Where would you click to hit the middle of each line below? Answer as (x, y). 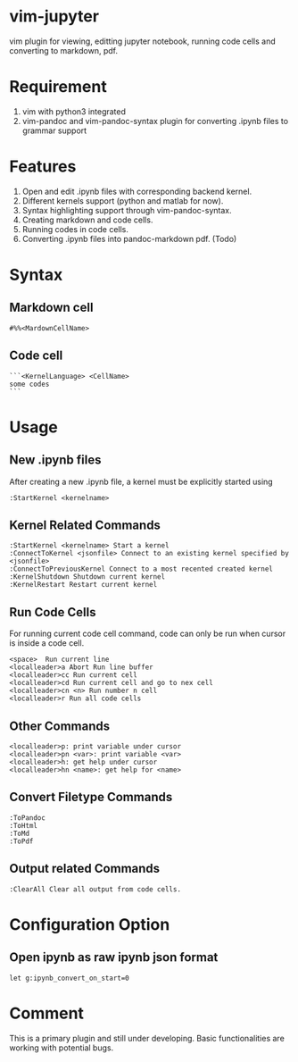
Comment (47, 1013)
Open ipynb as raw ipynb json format (114, 957)
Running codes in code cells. (75, 229)
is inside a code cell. (47, 643)
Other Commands (60, 726)
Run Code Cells (53, 612)
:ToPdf (21, 841)
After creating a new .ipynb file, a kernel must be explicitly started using (141, 481)
